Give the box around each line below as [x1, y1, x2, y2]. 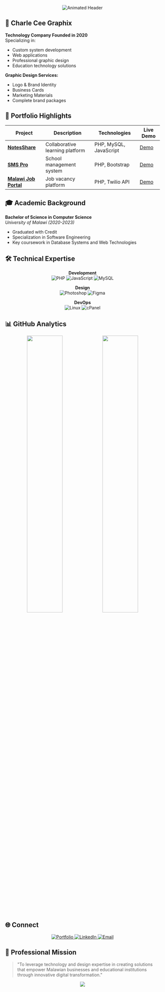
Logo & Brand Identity [12, 81, 56, 88]
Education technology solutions [12, 63, 76, 68]
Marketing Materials [12, 92, 53, 98]
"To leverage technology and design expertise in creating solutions [17, 961, 153, 967]
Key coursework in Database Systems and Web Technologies [12, 239, 137, 245]
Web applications [12, 52, 48, 58]
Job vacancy [45, 175, 75, 182]
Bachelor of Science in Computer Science [5, 214, 92, 220]
